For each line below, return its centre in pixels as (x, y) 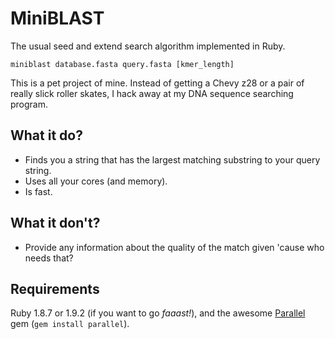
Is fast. (38, 191)
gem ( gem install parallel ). (70, 324)
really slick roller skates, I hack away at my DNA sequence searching (152, 93)
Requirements (55, 288)
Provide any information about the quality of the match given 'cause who (174, 247)
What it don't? (55, 223)
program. (29, 104)
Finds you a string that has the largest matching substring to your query (172, 159)
